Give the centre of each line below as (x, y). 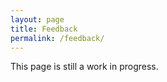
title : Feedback (44, 29)
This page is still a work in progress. (84, 67)
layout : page (37, 19)
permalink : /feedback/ (57, 38)
